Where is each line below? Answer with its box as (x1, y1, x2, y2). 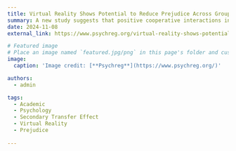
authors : (7, 74, 33, 81)
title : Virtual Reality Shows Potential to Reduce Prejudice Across (7, 10, 212, 18)
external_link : (7, 29, 52, 37)
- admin (13, 81, 37, 88)
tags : (7, 94, 23, 101)
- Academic (13, 100, 46, 107)
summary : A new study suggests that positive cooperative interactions (7, 17, 221, 24)
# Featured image (7, 43, 58, 50)
